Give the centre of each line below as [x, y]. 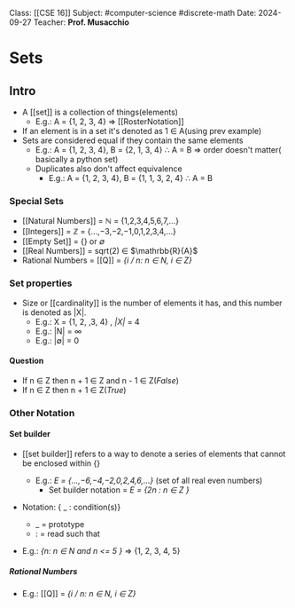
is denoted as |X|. [54, 312]
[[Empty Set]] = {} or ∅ [63, 241]
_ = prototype [60, 524]
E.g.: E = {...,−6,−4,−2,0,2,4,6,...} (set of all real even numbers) [149, 480]
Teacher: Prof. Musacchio [82, 22]
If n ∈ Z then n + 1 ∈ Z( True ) [74, 390]
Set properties [41, 283]
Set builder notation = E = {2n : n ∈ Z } [119, 490]
